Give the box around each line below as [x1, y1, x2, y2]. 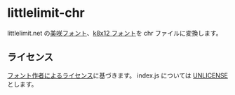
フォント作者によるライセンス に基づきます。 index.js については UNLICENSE [7, 71, 228, 80]
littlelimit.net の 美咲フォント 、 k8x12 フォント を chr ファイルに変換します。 [7, 29, 222, 37]
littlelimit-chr [7, 5, 86, 21]
